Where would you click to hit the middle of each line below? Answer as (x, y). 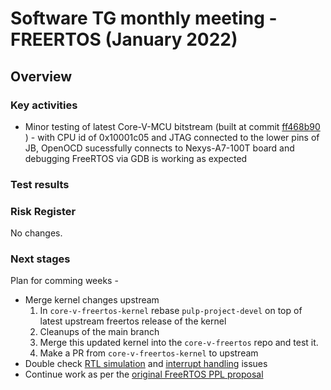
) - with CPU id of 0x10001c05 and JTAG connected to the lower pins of (172, 137)
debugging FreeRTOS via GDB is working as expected (136, 158)
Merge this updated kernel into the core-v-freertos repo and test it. (179, 343)
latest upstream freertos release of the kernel (133, 321)
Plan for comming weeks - (64, 281)
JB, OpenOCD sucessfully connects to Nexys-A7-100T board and (159, 148)
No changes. (36, 233)
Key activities (44, 105)
